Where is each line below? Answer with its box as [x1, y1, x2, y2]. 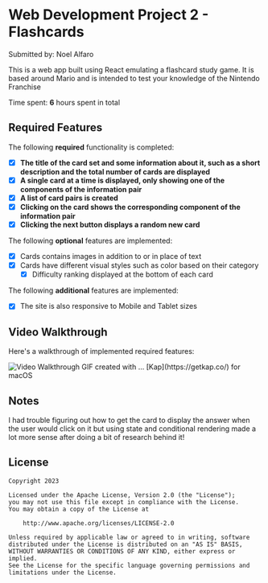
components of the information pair [19, 184, 142, 194]
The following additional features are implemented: [8, 285, 179, 295]
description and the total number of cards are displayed [19, 166, 211, 176]
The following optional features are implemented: [8, 236, 173, 246]
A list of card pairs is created [19, 193, 118, 203]
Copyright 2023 [8, 477, 60, 485]
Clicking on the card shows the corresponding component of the [19, 202, 241, 211]
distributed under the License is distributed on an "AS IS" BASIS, [8, 540, 243, 548]
